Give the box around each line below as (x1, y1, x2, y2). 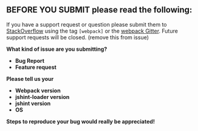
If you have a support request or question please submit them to (6, 21, 167, 28)
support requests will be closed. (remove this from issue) (6, 33, 149, 41)
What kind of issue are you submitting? (6, 45, 108, 53)
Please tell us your (6, 75, 54, 82)
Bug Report (15, 57, 44, 64)
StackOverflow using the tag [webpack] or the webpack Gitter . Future (6, 27, 178, 34)
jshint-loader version (15, 93, 70, 100)
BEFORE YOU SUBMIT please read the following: (6, 5, 193, 15)
